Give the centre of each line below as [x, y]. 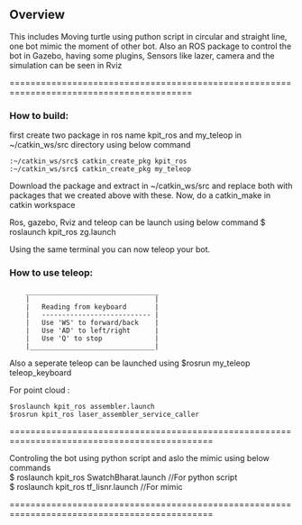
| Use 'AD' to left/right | [92, 331]
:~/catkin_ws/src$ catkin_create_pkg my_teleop [101, 169]
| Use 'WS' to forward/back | [92, 323]
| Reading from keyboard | [92, 307]
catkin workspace [42, 205]
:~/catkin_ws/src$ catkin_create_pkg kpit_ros [98, 161]
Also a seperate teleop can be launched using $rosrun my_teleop [130, 363]
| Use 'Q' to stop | [92, 339]
